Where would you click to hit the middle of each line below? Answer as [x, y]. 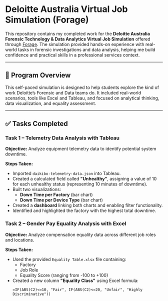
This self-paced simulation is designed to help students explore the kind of [82, 87]
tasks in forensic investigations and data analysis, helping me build [86, 49]
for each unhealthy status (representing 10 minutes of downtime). [80, 184]
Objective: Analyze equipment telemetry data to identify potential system [81, 149]
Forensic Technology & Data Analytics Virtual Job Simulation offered [78, 39]
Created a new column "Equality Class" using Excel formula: [75, 280]
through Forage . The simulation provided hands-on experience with [75, 44]
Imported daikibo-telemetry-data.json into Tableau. [66, 173]
